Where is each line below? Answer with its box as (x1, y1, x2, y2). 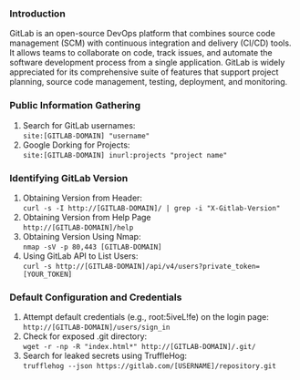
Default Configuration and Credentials (9, 291, 182, 303)
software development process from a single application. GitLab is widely (9, 57, 285, 68)
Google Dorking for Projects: (22, 139, 130, 150)
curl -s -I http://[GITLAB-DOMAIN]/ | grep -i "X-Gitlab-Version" (22, 203, 281, 212)
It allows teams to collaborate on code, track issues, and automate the (9, 47, 274, 58)
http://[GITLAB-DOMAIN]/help (22, 222, 134, 232)
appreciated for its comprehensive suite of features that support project (9, 67, 279, 77)
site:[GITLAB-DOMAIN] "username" (22, 131, 150, 140)
